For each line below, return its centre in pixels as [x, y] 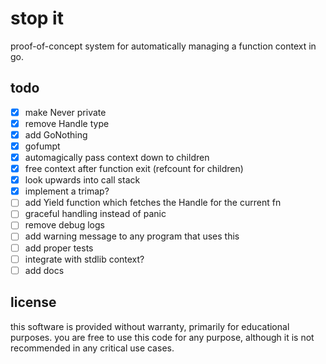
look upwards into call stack [82, 180]
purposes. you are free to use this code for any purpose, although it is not [162, 337]
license [33, 302]
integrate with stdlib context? [84, 259]
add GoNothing [56, 134]
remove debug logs [64, 225]
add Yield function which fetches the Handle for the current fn [153, 203]
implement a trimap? [67, 191]
